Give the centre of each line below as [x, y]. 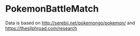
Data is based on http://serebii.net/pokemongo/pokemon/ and [70, 23]
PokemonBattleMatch [52, 9]
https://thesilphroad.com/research [41, 28]
